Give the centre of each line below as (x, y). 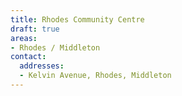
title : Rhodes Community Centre (77, 19)
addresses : (42, 66)
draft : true (35, 29)
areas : (24, 38)
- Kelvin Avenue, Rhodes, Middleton (95, 76)
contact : (28, 57)
